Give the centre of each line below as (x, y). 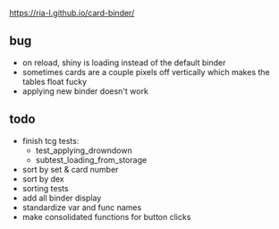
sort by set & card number (70, 169)
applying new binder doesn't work (85, 91)
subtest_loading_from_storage (91, 159)
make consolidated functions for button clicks (106, 216)
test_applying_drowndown (84, 150)
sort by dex (43, 179)
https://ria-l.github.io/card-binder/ (72, 13)
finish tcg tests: (51, 140)
